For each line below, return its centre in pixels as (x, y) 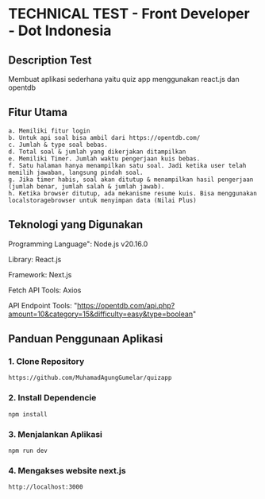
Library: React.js (35, 259)
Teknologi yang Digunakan (76, 224)
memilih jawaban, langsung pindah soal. (76, 172)
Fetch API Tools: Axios (45, 290)
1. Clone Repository (46, 361)
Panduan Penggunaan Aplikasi (86, 339)
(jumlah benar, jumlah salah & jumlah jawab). (86, 186)
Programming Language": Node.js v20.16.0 (78, 244)
